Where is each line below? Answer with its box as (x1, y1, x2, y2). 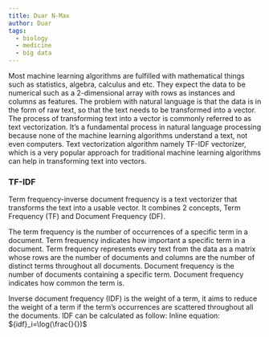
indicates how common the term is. (8, 278, 124, 288)
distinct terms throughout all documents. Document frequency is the (8, 262, 234, 271)
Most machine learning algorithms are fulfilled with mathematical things (8, 71, 245, 80)
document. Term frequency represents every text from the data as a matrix (8, 244, 256, 254)
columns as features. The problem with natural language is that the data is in (8, 97, 262, 106)
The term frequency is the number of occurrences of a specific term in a (8, 227, 249, 237)
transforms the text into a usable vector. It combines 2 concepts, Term (8, 203, 241, 213)
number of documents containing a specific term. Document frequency (8, 270, 244, 279)
